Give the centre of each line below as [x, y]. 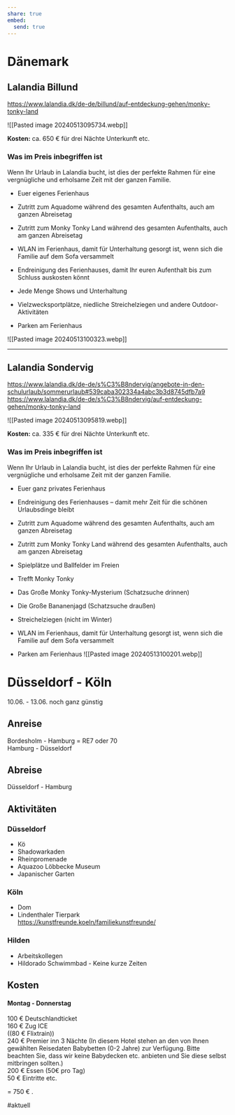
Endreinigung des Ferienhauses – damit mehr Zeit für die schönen [112, 502]
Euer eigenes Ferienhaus [53, 193]
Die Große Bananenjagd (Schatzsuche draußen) [86, 606]
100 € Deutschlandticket [42, 1019]
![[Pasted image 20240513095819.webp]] [67, 420]
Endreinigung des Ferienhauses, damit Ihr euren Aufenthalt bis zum [114, 270]
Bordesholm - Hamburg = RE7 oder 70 [62, 741]
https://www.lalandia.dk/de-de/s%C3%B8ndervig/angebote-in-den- [106, 384]
